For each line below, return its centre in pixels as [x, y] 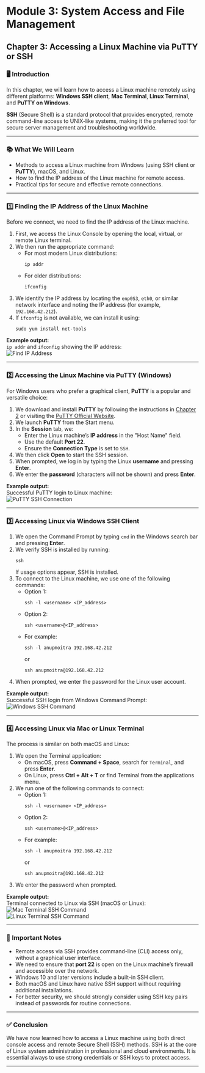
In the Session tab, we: [44, 428]
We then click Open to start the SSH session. [72, 455]
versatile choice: [27, 397]
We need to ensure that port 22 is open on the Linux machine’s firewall [104, 964]
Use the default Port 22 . [55, 442]
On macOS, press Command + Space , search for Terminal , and [104, 763]
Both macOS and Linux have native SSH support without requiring [98, 983]
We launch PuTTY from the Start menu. [65, 422]
